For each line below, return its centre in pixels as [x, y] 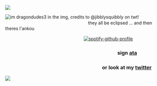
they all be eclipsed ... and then [120, 23]
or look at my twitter [127, 67]
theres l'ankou [20, 28]
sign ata [127, 53]
